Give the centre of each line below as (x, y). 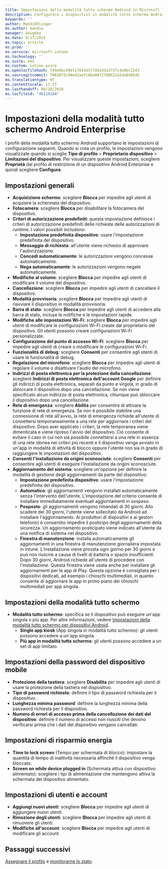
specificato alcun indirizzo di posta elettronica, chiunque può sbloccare (86, 395)
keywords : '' (19, 19)
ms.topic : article (24, 43)
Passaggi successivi (38, 849)
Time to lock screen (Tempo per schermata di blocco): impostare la (82, 752)
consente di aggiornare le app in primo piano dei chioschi (79, 581)
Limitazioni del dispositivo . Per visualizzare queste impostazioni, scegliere (82, 159)
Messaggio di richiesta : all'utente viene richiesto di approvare (84, 246)
